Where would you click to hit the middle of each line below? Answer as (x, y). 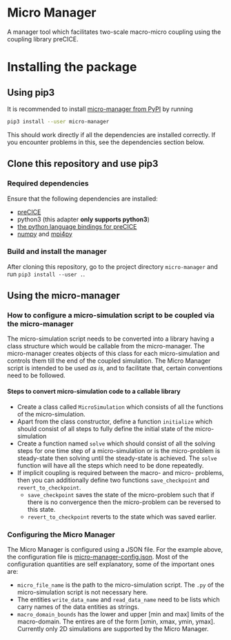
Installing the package (72, 67)
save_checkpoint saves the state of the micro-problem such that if (121, 494)
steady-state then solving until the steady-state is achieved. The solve (117, 458)
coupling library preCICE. (43, 39)
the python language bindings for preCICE (77, 226)
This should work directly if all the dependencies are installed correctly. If (111, 134)
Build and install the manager (57, 252)
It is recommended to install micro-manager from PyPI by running (100, 109)
